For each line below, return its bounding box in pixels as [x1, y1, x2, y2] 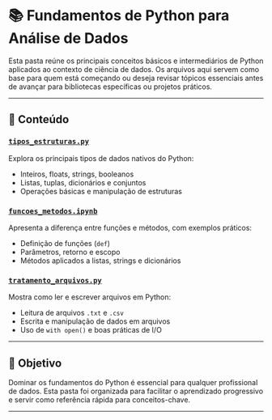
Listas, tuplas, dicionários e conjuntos [19, 177, 147, 187]
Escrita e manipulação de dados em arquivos [19, 316, 171, 326]
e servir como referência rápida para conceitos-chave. [8, 395, 191, 405]
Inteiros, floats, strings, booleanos [19, 169, 134, 179]
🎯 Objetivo [8, 356, 62, 370]
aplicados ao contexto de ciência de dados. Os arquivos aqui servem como [8, 64, 260, 74]
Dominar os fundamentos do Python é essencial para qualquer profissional [8, 378, 258, 388]
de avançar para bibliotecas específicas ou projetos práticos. [8, 82, 213, 91]
